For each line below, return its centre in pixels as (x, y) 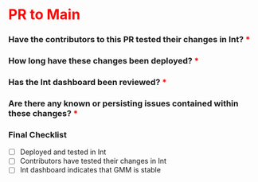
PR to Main (45, 15)
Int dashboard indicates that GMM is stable (90, 170)
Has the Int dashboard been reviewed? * (88, 82)
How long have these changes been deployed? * (104, 61)
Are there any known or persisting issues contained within (123, 103)
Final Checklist (38, 134)
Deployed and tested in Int (63, 152)
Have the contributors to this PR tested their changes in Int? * (129, 40)
